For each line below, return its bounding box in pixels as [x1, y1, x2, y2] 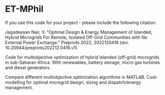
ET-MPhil [5, 3, 44, 15]
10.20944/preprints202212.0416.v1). [5, 45, 79, 50]
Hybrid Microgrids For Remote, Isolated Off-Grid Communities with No [5, 34, 148, 40]
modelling [5, 79, 26, 85]
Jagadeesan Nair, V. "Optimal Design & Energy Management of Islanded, [5, 29, 153, 35]
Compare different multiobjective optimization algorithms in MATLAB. [5, 74, 146, 80]
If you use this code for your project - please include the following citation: [5, 20, 157, 25]
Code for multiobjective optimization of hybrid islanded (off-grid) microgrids [5, 54, 160, 60]
